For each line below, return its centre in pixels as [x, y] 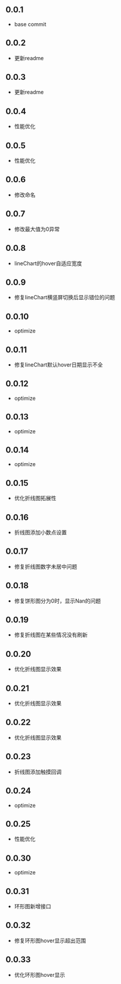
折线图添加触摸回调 [38, 772]
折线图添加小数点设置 [40, 532]
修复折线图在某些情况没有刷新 [51, 635]
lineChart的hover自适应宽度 [48, 263]
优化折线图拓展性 [35, 498]
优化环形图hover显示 [40, 974]
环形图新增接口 [32, 906]
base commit [30, 24]
